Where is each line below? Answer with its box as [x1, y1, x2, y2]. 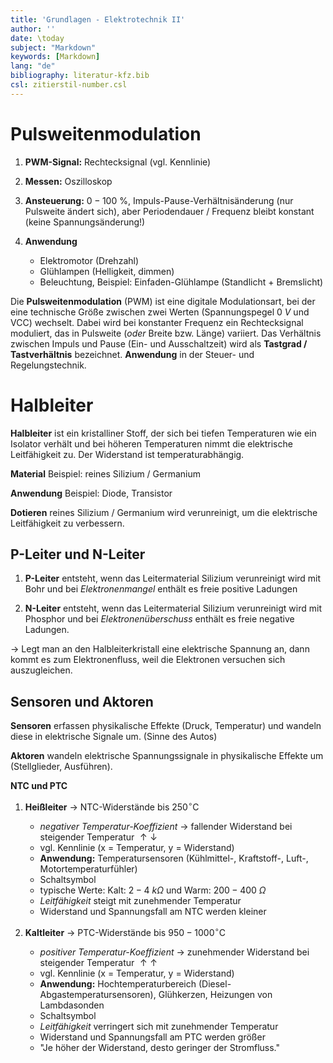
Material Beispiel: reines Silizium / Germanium [10, 467, 202, 480]
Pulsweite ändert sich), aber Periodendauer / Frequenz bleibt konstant [24, 205, 315, 217]
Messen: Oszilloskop [24, 175, 113, 187]
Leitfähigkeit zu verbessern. [10, 517, 125, 529]
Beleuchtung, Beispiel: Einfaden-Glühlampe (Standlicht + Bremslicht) [39, 276, 324, 288]
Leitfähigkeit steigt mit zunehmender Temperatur [39, 894, 242, 906]
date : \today [10, 33, 65, 43]
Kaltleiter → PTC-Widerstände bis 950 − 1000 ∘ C [24, 924, 227, 938]
